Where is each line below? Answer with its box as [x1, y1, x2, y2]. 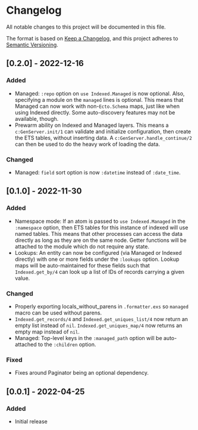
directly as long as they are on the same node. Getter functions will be [14, 236, 187, 244]
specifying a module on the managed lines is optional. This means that [14, 96, 184, 103]
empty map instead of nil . [14, 328, 80, 335]
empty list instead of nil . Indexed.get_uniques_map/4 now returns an [14, 322, 183, 329]
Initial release [14, 417, 48, 425]
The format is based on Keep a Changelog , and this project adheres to [6, 35, 178, 42]
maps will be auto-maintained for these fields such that [14, 261, 150, 269]
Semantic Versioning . [6, 41, 58, 48]
